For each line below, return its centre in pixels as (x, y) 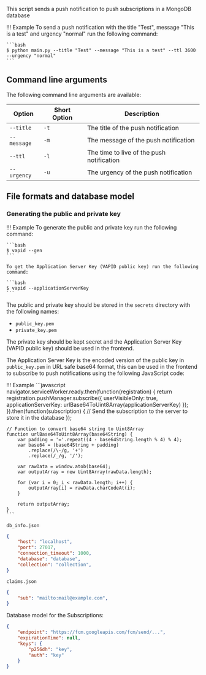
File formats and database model (71, 197)
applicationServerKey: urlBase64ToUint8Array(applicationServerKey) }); (97, 404)
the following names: (33, 311)
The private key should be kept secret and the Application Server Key (94, 341)
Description (142, 114)
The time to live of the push (126, 152)
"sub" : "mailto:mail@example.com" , (63, 598)
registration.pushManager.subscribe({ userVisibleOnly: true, (82, 398)
